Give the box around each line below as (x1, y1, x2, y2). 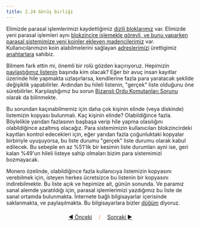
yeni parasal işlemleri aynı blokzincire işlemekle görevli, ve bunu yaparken (6, 31, 188, 39)
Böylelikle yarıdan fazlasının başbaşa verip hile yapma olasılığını (6, 117, 163, 125)
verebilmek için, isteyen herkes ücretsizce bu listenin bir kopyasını (6, 174, 169, 181)
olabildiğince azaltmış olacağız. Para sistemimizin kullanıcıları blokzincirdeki (6, 124, 192, 131)
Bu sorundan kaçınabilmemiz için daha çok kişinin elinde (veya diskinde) (6, 105, 184, 112)
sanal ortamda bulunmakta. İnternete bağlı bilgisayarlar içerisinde (6, 193, 167, 200)
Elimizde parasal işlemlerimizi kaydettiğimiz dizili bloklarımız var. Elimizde (6, 25, 186, 32)
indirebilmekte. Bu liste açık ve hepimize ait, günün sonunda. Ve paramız (6, 180, 184, 187)
